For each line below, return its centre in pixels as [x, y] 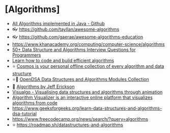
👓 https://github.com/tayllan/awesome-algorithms [66, 29]
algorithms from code [35, 102]
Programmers [26, 55]
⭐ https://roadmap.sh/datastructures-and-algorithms [67, 125]
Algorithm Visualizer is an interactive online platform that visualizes [82, 97]
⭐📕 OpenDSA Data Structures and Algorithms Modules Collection [80, 79]
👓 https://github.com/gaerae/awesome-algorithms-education [78, 37]
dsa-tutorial [24, 114]
